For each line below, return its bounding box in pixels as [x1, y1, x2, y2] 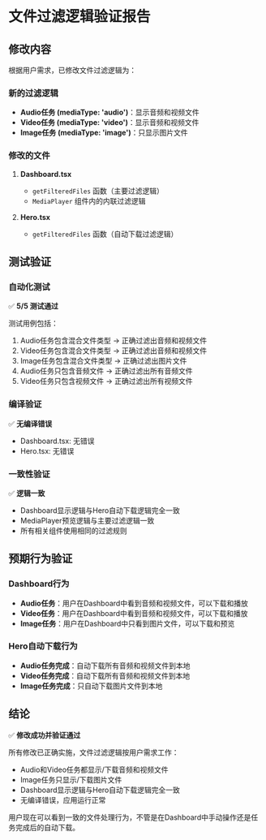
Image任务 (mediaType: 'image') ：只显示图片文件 [19, 127, 188, 138]
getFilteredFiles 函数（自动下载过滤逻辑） [32, 229, 178, 239]
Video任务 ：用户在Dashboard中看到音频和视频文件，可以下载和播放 [19, 608, 249, 618]
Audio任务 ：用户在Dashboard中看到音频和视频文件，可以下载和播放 [19, 598, 249, 608]
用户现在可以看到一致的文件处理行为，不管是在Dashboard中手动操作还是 [8, 812, 251, 822]
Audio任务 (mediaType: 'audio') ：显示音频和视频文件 [19, 107, 200, 118]
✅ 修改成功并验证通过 [8, 730, 81, 739]
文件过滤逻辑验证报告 [8, 7, 152, 26]
